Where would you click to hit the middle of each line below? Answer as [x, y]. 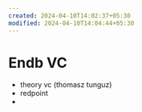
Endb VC [38, 63]
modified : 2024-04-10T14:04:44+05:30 [71, 23]
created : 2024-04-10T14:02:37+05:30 [69, 16]
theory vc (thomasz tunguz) [66, 85]
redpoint [34, 94]
